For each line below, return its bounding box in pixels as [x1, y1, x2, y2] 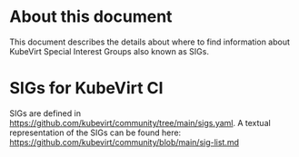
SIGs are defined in [9, 107, 82, 119]
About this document [9, 6, 173, 27]
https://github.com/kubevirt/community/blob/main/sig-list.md [9, 136, 239, 147]
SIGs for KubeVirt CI [9, 78, 164, 99]
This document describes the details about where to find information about [9, 36, 291, 47]
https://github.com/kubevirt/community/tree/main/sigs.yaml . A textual [9, 117, 271, 128]
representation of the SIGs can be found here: [9, 127, 182, 138]
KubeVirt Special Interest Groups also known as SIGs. [9, 45, 209, 56]
